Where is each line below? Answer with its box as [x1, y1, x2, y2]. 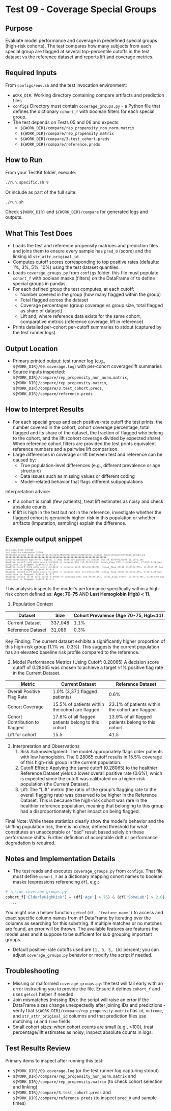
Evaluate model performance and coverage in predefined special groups [5, 37, 158, 43]
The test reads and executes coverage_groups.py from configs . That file [12, 868, 163, 874]
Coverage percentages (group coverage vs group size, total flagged [20, 303, 163, 309]
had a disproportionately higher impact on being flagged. [20, 808, 140, 814]
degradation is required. [5, 840, 56, 846]
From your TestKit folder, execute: [5, 169, 76, 175]
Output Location [5, 344, 58, 353]
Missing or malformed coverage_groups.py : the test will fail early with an [12, 980, 163, 986]
